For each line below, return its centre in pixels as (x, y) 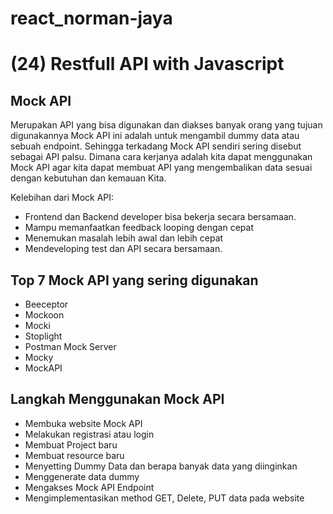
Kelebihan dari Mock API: (62, 198)
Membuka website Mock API (83, 423)
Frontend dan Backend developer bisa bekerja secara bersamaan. (160, 217)
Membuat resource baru (74, 455)
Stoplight (43, 336)
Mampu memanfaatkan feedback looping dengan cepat (139, 228)
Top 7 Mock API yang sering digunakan (134, 280)
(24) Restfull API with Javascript (147, 64)
